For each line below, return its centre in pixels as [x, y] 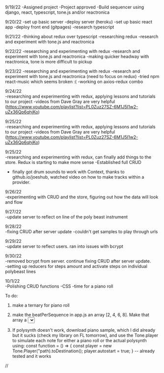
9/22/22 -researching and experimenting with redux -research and [73, 51]
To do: [12, 296]
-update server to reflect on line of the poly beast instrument [67, 217]
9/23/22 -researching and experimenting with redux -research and [73, 71]
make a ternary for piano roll [41, 305]
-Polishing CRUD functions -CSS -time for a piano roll [59, 286]
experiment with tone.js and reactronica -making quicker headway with [77, 56]
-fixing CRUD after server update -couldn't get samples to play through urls [82, 232]
